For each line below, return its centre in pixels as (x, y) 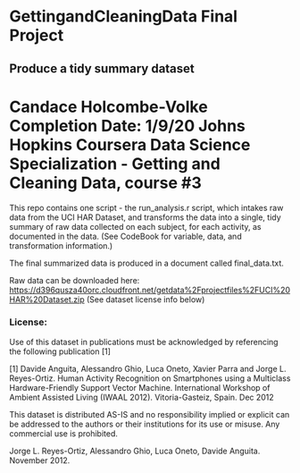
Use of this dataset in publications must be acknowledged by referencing (144, 342)
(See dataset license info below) (146, 299)
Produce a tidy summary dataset (102, 68)
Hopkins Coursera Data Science (130, 144)
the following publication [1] (60, 351)
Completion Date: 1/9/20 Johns (127, 126)
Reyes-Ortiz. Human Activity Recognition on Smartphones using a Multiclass (150, 378)
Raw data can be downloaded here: (75, 280)
